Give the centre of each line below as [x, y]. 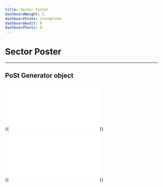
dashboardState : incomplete [33, 19]
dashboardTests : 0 [24, 28]
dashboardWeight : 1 [25, 14]
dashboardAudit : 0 [24, 23]
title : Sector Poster [27, 9]
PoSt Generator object [39, 76]
